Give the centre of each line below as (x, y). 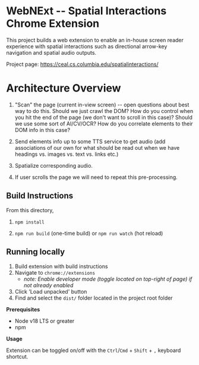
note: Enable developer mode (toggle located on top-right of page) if (108, 279)
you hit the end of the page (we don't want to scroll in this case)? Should (104, 117)
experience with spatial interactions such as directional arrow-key (87, 46)
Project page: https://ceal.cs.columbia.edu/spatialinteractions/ (82, 64)
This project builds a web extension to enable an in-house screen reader (95, 40)
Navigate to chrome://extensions (55, 272)
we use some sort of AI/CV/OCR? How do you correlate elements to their (104, 124)
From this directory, (30, 210)
